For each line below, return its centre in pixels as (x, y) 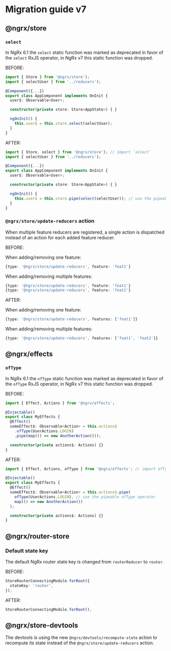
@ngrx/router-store (37, 536)
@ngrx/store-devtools (42, 625)
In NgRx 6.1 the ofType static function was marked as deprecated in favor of (84, 378)
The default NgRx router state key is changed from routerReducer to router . (85, 562)
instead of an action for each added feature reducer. (60, 237)
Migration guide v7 (46, 9)
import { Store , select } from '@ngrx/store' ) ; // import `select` (78, 152)
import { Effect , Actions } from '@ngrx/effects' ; (60, 403)
